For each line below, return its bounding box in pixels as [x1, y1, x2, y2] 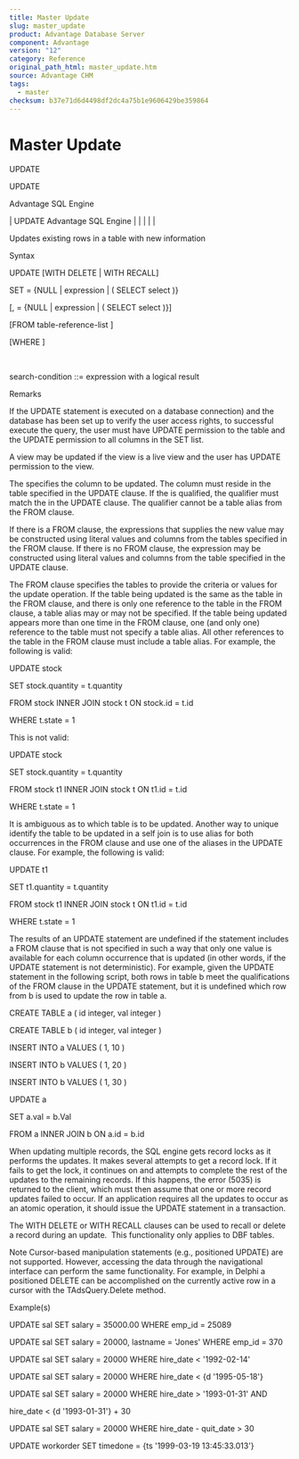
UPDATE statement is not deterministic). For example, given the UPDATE [9, 962, 274, 973]
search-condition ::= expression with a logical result [9, 371, 200, 382]
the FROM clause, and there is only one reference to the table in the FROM [9, 599, 282, 609]
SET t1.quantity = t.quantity [9, 882, 109, 892]
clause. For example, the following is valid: [9, 847, 165, 858]
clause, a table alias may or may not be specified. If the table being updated [9, 608, 287, 618]
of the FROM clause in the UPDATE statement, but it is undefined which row [9, 981, 287, 991]
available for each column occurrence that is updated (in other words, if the [9, 952, 287, 964]
